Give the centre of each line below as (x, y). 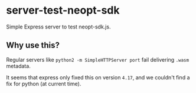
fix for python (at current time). (44, 84)
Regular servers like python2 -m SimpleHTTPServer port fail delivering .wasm (98, 59)
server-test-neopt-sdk (63, 10)
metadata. (18, 66)
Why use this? (33, 45)
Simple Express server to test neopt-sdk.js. (58, 27)
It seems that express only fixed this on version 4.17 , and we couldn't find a (98, 77)
